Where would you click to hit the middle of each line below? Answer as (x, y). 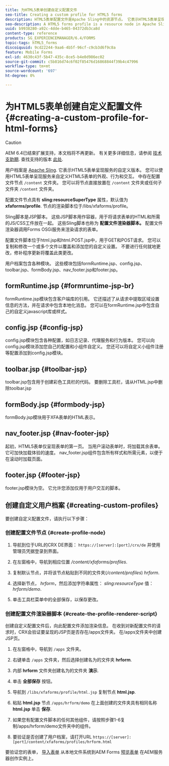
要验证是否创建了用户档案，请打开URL (52, 737)
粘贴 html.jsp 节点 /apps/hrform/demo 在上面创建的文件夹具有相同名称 (85, 703)
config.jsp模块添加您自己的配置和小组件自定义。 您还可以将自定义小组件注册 (84, 347)
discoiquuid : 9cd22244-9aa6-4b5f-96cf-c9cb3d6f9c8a (60, 47)
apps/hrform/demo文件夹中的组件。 (56, 726)
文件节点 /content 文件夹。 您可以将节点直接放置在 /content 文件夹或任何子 (84, 182)
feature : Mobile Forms (29, 52)
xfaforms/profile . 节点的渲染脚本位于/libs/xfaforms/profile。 (68, 206)
